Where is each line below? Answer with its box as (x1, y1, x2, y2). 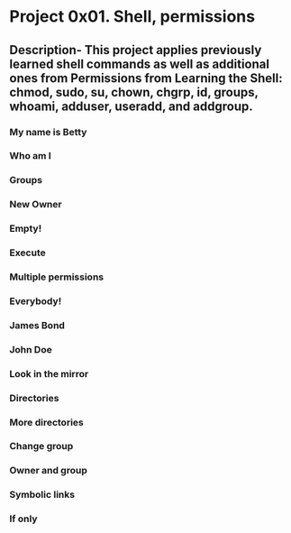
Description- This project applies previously (9, 42, 262, 58)
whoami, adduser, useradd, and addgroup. (9, 98, 254, 114)
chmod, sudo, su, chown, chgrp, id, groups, (9, 84, 259, 100)
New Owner (9, 198, 62, 211)
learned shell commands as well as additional (9, 56, 270, 71)
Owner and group (9, 464, 87, 477)
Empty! (9, 223, 42, 235)
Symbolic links (9, 489, 75, 501)
